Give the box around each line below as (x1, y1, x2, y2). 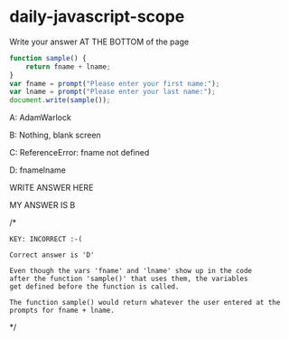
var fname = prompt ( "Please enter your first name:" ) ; (9, 79, 220, 88)
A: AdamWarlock (9, 112, 72, 123)
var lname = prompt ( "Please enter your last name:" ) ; (9, 88, 217, 97)
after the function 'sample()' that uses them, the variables (9, 274, 248, 284)
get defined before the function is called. (9, 282, 180, 291)
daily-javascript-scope (9, 6, 185, 27)
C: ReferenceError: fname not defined (9, 147, 150, 158)
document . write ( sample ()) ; (9, 96, 111, 105)
